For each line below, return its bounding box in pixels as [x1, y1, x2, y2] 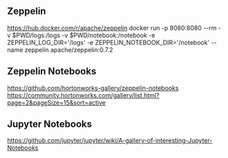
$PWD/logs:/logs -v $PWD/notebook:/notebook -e [12, 31, 156, 39]
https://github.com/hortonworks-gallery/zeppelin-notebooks [7, 84, 179, 92]
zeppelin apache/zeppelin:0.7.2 [24, 45, 114, 54]
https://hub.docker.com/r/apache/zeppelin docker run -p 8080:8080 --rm [7, 23, 217, 32]
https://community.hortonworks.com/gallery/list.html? [7, 91, 160, 99]
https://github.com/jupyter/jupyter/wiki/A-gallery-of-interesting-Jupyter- [7, 137, 213, 145]
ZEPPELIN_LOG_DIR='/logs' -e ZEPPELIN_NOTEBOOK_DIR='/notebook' [7, 38, 210, 47]
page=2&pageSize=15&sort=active [7, 98, 106, 106]
